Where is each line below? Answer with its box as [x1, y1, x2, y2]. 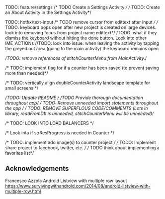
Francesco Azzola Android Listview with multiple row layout [5, 178, 127, 184]
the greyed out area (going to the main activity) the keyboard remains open [5, 46, 159, 51]
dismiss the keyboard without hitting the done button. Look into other [5, 35, 147, 41]
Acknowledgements [5, 164, 69, 173]
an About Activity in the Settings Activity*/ [5, 9, 92, 15]
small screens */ [5, 85, 39, 91]
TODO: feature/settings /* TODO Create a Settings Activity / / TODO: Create [5, 4, 160, 10]
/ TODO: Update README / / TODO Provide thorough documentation [5, 95, 143, 100]
